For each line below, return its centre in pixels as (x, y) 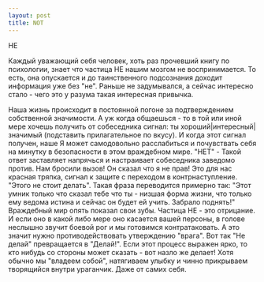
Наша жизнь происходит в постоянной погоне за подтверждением (121, 109)
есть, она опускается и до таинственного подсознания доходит (115, 77)
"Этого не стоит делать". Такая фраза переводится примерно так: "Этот (130, 185)
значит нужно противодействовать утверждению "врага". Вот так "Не (127, 235)
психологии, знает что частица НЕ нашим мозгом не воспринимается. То (132, 69)
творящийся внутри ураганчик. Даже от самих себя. (97, 269)
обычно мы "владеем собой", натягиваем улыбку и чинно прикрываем (128, 261)
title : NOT (26, 23)
